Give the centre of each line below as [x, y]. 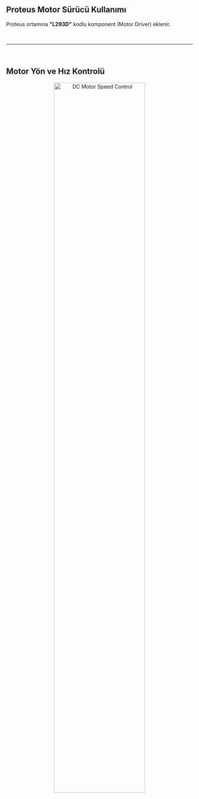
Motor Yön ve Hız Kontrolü [55, 72]
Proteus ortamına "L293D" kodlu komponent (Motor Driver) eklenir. [88, 24]
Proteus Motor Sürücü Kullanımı [66, 10]
